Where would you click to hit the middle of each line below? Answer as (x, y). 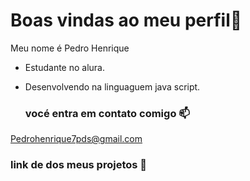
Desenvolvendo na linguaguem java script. (112, 86)
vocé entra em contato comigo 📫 (107, 113)
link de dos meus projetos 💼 (79, 165)
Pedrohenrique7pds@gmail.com (76, 139)
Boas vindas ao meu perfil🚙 (126, 20)
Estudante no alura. (65, 67)
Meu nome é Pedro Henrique (70, 48)
